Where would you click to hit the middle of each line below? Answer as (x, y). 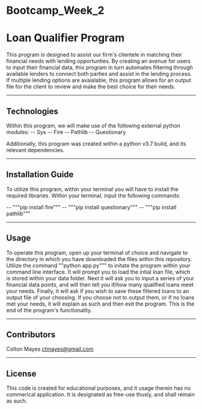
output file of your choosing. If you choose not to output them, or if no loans (100, 297)
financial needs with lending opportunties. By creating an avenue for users (99, 61)
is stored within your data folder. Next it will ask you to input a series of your (100, 278)
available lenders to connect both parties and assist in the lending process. (99, 74)
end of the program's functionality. (49, 310)
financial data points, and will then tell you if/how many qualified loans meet (100, 284)
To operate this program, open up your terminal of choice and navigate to (97, 253)
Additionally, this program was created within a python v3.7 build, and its (96, 143)
